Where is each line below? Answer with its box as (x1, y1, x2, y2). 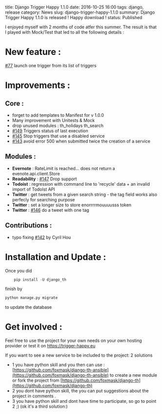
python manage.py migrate (5, 295, 58, 300)
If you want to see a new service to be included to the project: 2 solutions (5, 352, 153, 358)
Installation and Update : (5, 251, 106, 263)
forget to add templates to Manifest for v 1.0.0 (12, 112, 104, 118)
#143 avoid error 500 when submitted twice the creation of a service (12, 138, 150, 144)
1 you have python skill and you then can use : (12, 362, 105, 368)
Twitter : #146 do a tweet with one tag (12, 207, 89, 213)
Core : (5, 99, 24, 107)
